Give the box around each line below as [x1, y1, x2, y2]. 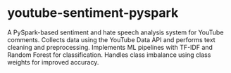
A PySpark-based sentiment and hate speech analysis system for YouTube [7, 28, 224, 36]
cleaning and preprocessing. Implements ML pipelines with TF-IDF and [7, 43, 213, 51]
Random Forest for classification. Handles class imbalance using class [7, 51, 211, 59]
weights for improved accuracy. [7, 58, 99, 66]
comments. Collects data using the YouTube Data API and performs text [7, 35, 216, 44]
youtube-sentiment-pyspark [7, 5, 179, 21]
